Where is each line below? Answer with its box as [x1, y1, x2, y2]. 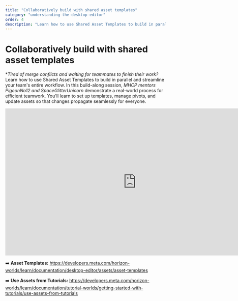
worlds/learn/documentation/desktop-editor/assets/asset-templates [5, 267, 148, 273]
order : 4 [5, 17, 24, 22]
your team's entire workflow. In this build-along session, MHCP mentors [5, 82, 156, 88]
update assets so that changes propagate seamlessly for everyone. [5, 98, 146, 104]
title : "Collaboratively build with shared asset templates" [5, 7, 138, 13]
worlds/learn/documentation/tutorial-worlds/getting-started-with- [5, 285, 143, 291]
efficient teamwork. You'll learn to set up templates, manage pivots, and [5, 93, 156, 99]
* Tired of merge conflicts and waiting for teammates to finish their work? [5, 71, 159, 77]
